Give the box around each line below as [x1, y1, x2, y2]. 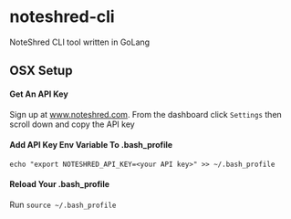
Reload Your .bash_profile [9, 179, 110, 190]
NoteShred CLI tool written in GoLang [9, 36, 151, 47]
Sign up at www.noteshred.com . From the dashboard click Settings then [9, 109, 283, 120]
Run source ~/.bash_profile [9, 199, 117, 210]
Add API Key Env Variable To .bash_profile [9, 140, 173, 151]
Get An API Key [9, 89, 68, 99]
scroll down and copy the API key [9, 119, 135, 130]
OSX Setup [9, 63, 73, 78]
